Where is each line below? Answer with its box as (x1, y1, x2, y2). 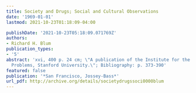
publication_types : (6, 46, 54, 52)
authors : (6, 35, 28, 41)
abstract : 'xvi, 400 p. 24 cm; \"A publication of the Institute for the (6, 56, 191, 63)
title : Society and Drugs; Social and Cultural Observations (6, 8, 159, 15)
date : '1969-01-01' (6, 14, 54, 20)
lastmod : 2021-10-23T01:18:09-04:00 (6, 19, 96, 25)
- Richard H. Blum (6, 41, 51, 46)
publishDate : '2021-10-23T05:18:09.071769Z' (6, 30, 117, 35)
